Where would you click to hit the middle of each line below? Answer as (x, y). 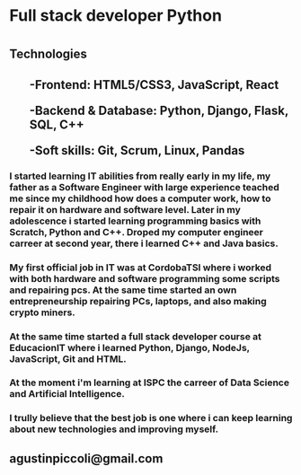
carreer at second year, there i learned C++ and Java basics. (144, 243)
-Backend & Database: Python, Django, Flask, (159, 110)
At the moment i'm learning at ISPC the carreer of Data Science (150, 383)
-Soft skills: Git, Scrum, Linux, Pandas (137, 150)
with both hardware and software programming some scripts (145, 278)
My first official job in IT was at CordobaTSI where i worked (141, 268)
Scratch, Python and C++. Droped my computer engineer (136, 232)
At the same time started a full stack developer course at (136, 336)
